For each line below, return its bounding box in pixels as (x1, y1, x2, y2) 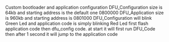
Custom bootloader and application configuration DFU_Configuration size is (5, 5, 163, 10)
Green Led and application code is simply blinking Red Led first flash (5, 20, 148, 26)
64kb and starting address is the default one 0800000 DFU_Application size (5, 10, 164, 16)
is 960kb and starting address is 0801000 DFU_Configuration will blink (5, 15, 152, 21)
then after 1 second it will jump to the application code (5, 31, 118, 37)
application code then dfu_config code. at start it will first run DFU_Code (5, 26, 155, 32)
